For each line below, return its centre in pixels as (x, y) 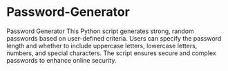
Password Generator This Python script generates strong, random (100, 31)
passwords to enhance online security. (61, 60)
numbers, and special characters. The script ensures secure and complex (112, 53)
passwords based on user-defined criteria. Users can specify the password (114, 38)
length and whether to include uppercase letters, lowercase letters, (102, 45)
